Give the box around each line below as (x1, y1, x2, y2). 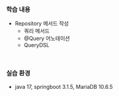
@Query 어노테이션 (23, 35, 70, 42)
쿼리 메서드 (23, 27, 50, 35)
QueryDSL (23, 42, 50, 49)
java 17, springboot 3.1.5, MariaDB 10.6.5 (14, 83, 113, 90)
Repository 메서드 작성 (14, 20, 69, 27)
